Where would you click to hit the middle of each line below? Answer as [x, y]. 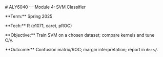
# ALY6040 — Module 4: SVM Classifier [45, 7]
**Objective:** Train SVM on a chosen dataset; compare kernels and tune [80, 35]
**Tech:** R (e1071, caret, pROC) [39, 26]
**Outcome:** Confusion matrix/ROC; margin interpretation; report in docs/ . [82, 50]
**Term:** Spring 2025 [29, 16]
